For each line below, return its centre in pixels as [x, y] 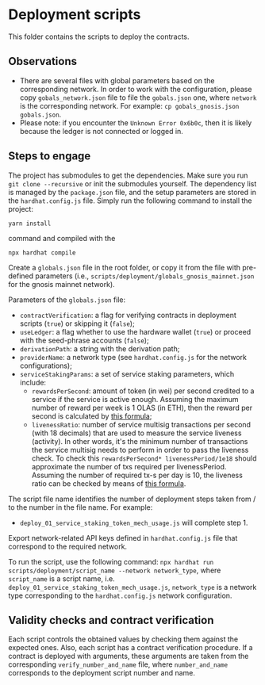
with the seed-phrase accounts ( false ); [84, 340]
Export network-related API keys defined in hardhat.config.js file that [123, 538]
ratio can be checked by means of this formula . [109, 483]
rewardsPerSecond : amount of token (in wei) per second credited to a [143, 391]
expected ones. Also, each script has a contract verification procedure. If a [131, 648]
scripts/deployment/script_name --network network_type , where [115, 570]
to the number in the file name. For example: [81, 507]
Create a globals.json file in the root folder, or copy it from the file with [124, 267]
